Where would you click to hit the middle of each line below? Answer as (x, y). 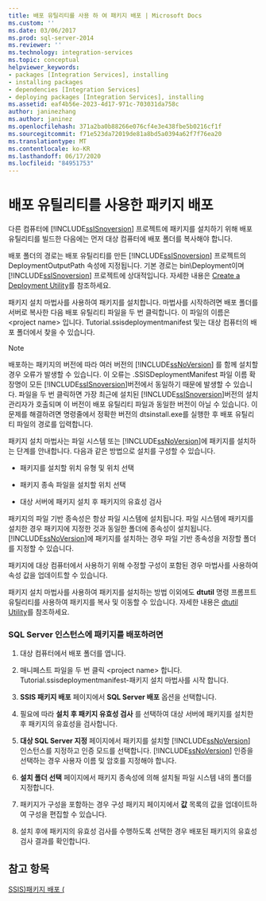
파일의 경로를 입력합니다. (55, 424)
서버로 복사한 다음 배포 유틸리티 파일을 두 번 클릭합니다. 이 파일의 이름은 (119, 313)
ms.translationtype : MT (48, 141)
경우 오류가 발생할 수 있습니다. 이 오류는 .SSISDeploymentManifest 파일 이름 (128, 375)
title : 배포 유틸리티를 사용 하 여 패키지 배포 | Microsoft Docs (105, 16)
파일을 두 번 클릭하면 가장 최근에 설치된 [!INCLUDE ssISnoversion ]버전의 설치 (139, 394)
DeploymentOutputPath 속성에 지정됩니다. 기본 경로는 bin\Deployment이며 (126, 266)
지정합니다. (37, 787)
